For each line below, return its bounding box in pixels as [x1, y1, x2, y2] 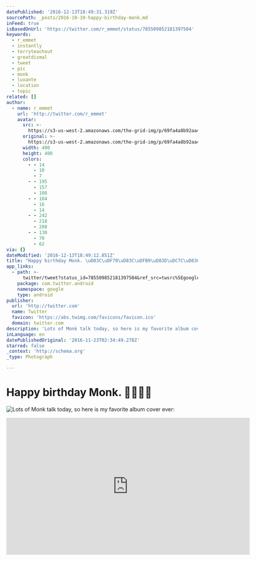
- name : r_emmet [12, 105, 53, 111]
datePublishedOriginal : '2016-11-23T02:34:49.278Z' [6, 337, 140, 343]
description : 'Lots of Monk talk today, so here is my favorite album [6, 326, 189, 332]
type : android [17, 291, 53, 298]
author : [6, 99, 26, 105]
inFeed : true [6, 20, 40, 26]
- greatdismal [12, 54, 47, 60]
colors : [22, 156, 43, 162]
